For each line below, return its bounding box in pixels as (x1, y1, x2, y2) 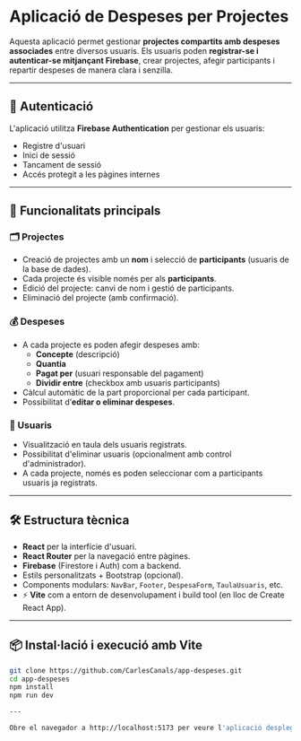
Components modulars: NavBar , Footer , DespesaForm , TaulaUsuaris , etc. (21, 579, 284, 589)
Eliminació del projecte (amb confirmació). (21, 292, 179, 303)
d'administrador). (21, 458, 87, 469)
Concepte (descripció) (35, 348, 121, 360)
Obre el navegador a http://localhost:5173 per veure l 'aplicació (9, 724, 262, 733)
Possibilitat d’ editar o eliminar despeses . (21, 397, 176, 407)
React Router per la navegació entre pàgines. (21, 550, 191, 562)
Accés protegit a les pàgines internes (21, 169, 160, 179)
